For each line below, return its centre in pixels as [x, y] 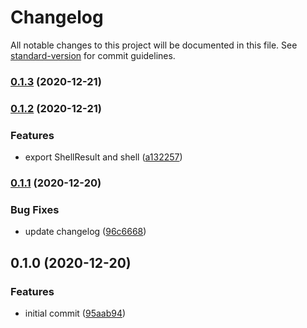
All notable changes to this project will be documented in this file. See [154, 45]
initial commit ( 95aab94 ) [75, 313]
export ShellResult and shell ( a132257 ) [103, 157]
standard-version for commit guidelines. [93, 55]
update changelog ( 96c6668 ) [85, 232]
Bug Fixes [35, 209]
